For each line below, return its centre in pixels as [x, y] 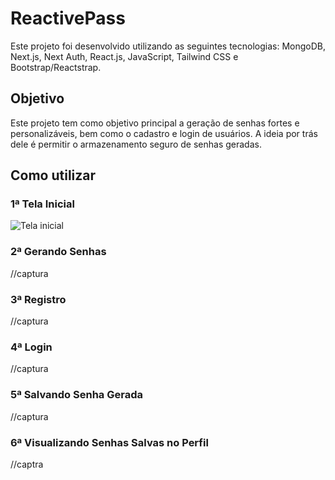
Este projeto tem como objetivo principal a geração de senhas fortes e [155, 123]
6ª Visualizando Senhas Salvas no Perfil [109, 442]
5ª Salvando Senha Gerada [76, 395]
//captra [27, 464]
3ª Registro [38, 299]
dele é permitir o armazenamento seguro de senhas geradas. [136, 144]
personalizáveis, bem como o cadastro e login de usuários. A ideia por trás [164, 133]
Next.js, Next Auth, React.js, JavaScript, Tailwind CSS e [124, 56]
